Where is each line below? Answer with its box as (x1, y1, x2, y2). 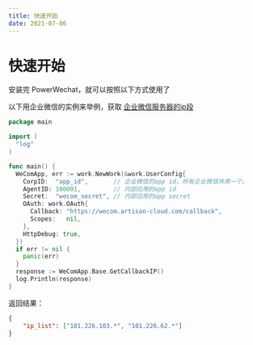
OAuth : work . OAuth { (23, 200, 89, 208)
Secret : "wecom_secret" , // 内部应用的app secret (23, 192, 192, 200)
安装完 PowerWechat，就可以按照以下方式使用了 (8, 85, 171, 95)
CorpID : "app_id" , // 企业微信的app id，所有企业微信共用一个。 (23, 177, 249, 186)
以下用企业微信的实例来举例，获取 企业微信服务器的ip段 (8, 102, 194, 111)
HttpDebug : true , (23, 229, 82, 238)
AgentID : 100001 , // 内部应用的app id (23, 185, 176, 193)
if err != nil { (15, 245, 70, 253)
